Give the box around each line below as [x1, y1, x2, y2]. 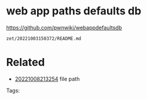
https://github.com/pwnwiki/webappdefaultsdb [6, 24, 122, 31]
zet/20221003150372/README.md [6, 35, 82, 41]
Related [6, 56, 45, 69]
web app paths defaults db [6, 4, 142, 18]
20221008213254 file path [14, 75, 80, 82]
